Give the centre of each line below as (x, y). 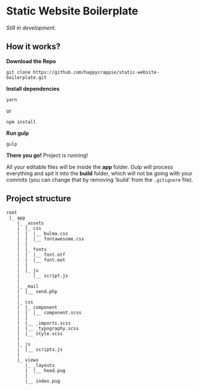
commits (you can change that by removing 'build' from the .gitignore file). (100, 179)
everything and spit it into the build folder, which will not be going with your (99, 173)
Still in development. (31, 28)
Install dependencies (33, 88)
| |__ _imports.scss (44, 323)
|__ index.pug (43, 381)
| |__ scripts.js (40, 349)
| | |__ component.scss (49, 312)
